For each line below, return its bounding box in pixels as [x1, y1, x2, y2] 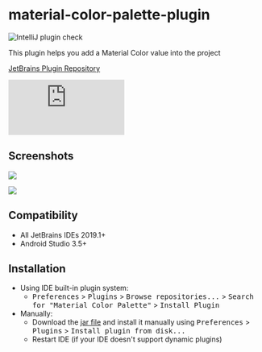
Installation [8, 262, 66, 275]
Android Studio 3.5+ [19, 238, 87, 248]
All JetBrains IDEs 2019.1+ [19, 230, 106, 239]
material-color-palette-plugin [8, 6, 210, 24]
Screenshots [8, 149, 74, 163]
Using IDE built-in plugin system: [19, 284, 129, 293]
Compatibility [8, 209, 78, 222]
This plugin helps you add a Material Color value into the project [8, 48, 221, 57]
